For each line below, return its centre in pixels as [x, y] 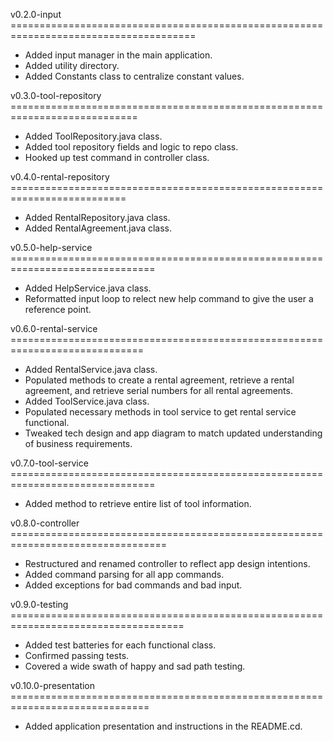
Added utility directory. [72, 65]
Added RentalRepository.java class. [97, 217]
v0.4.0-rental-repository [60, 177]
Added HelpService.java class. [88, 288]
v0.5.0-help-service [51, 247]
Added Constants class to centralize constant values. [134, 76]
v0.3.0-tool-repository [56, 95]
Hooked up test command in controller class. [117, 157]
